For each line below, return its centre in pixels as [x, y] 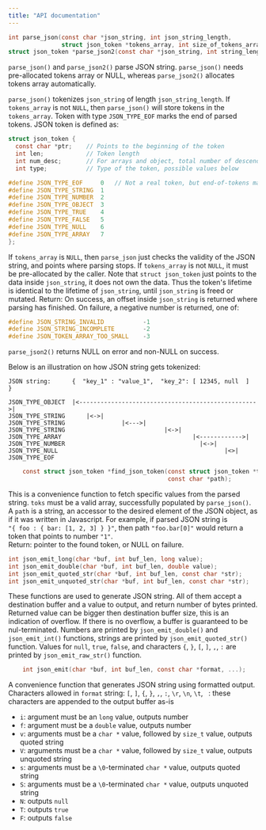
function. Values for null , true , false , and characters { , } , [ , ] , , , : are [122, 647]
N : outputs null [44, 801]
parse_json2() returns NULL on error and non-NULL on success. [114, 352]
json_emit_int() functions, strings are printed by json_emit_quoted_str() [128, 638]
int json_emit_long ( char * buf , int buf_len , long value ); [106, 559]
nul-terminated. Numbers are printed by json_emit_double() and [113, 630]
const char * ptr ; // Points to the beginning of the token [120, 147]
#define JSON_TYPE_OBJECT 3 [56, 205]
